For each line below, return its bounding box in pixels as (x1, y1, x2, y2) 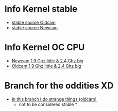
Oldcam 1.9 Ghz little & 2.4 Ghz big (11, 63, 82, 69)
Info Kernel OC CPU (4, 42, 85, 53)
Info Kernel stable (4, 3, 78, 15)
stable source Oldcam (11, 19, 56, 25)
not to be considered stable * (18, 101, 78, 107)
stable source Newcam (11, 24, 58, 30)
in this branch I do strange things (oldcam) (11, 96, 97, 102)
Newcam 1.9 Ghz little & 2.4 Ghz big (11, 57, 84, 64)
